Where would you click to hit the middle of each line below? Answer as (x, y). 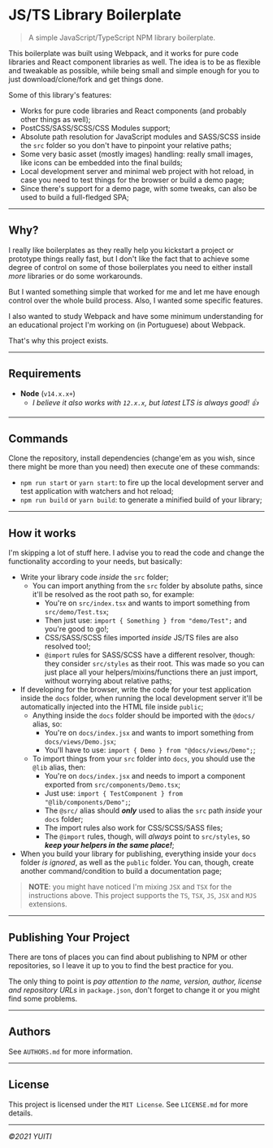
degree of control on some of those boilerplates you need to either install (131, 267)
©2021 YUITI (30, 1136)
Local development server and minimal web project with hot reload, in (137, 171)
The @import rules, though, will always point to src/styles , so (147, 836)
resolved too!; (67, 646)
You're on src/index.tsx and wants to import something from (147, 603)
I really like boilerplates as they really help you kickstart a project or (121, 250)
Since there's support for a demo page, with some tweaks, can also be (139, 188)
